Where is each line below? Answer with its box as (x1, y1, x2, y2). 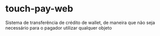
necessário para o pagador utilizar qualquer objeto (5, 24, 112, 30)
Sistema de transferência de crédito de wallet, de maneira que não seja (5, 19, 155, 25)
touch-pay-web (5, 3, 73, 14)
